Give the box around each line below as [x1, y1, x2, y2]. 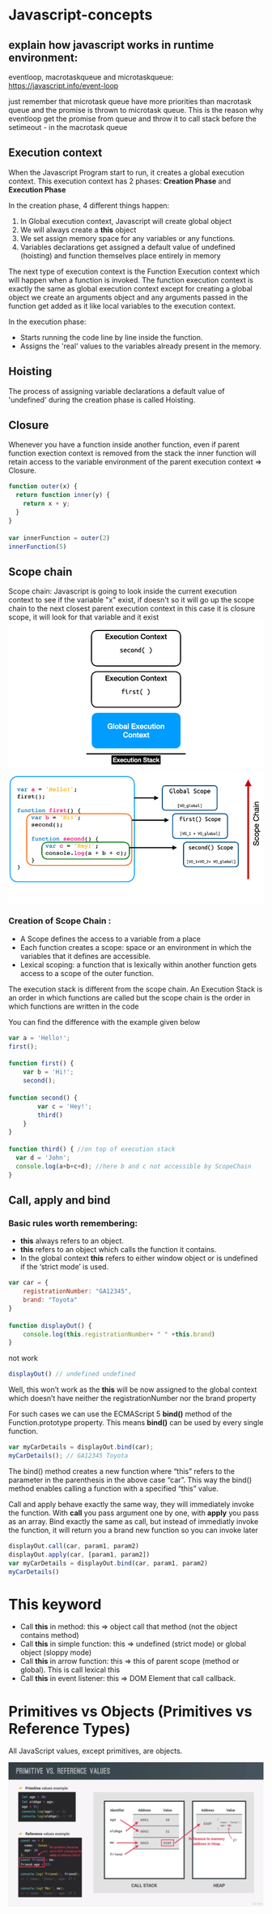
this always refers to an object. [19, 1236, 124, 1246]
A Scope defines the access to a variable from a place [19, 934, 201, 944]
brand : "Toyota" [23, 1296, 79, 1304]
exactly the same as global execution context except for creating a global [8, 283, 253, 293]
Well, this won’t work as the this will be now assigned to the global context [8, 1385, 257, 1394]
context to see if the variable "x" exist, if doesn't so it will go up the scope [8, 595, 255, 605]
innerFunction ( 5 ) [8, 542, 67, 551]
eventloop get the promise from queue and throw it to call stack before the [8, 114, 257, 123]
